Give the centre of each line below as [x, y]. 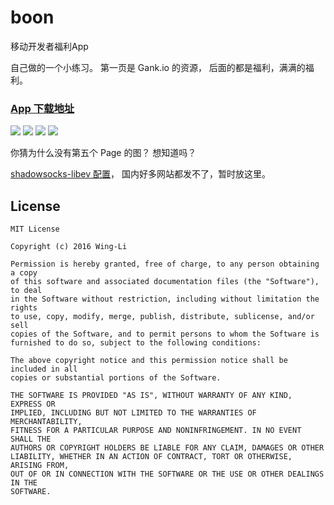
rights [24, 308]
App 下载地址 [42, 108]
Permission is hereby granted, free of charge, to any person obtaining [165, 264]
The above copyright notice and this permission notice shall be [149, 361]
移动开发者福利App [49, 46]
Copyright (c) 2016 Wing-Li [69, 247]
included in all [44, 369]
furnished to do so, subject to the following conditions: [136, 343]
